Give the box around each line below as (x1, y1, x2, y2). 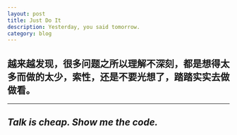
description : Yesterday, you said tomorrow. (7, 23, 140, 30)
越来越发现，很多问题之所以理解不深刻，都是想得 (7, 58, 221, 70)
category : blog (7, 30, 52, 37)
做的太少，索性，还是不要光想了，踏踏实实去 (25, 71, 221, 83)
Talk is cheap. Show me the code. (7, 117, 159, 129)
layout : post (7, 10, 46, 18)
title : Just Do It (7, 17, 61, 24)
